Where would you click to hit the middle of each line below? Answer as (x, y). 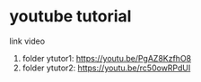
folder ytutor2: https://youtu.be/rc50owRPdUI (106, 68)
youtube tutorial (70, 16)
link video (27, 41)
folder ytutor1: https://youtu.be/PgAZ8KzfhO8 (107, 58)
